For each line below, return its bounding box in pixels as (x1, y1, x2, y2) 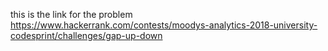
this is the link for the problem (10, 9, 133, 20)
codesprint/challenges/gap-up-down (10, 30, 163, 41)
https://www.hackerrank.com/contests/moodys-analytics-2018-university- (10, 19, 318, 31)
